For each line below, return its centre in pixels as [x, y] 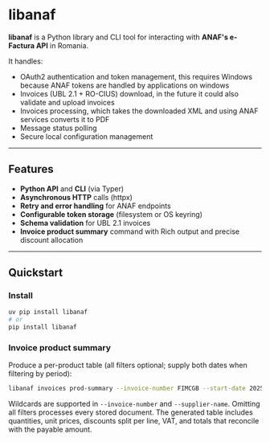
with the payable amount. [50, 430]
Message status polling [59, 128]
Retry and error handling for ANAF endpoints [95, 206]
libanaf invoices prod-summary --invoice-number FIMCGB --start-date [127, 389]
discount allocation [51, 239]
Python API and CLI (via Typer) [72, 188]
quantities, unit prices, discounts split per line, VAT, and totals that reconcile [134, 421]
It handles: [26, 61]
